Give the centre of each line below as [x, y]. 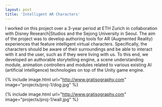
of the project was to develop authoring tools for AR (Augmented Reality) [79, 39]
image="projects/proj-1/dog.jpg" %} [42, 84]
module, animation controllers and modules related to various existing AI [78, 65]
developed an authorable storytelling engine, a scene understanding [74, 59]
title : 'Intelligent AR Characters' [43, 14]
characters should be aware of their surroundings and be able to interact [79, 49]
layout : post [18, 10]
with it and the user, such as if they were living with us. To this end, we [77, 54]
